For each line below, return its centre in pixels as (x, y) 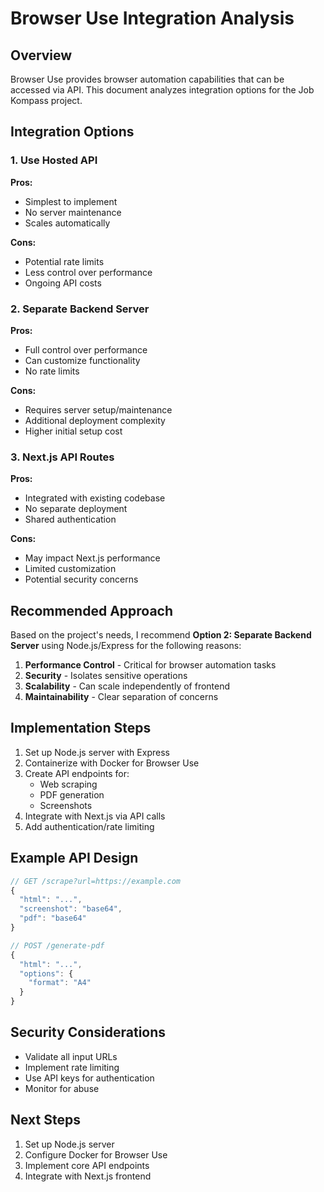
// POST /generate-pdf (57, 945)
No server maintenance (73, 212)
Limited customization (70, 569)
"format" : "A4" (60, 983)
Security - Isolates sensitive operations (106, 676)
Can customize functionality (82, 360)
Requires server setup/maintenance (98, 409)
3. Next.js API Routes (62, 457)
